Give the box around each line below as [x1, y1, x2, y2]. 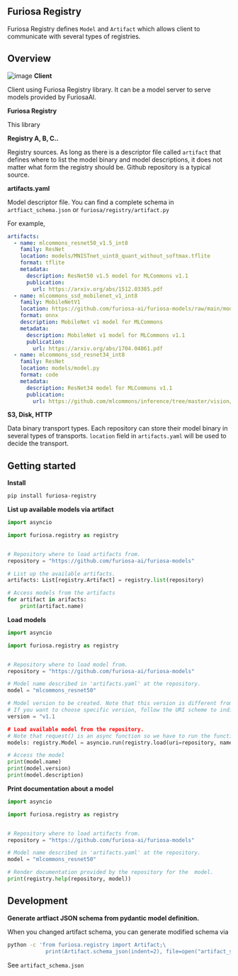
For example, [7, 219, 46, 228]
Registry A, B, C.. [7, 134, 59, 143]
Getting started [7, 460, 76, 472]
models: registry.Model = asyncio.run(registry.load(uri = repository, [7, 739, 217, 746]
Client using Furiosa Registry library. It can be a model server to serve [7, 85, 211, 94]
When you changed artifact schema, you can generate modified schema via [7, 927, 229, 936]
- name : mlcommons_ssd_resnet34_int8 [13, 351, 125, 359]
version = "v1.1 [7, 713, 55, 720]
